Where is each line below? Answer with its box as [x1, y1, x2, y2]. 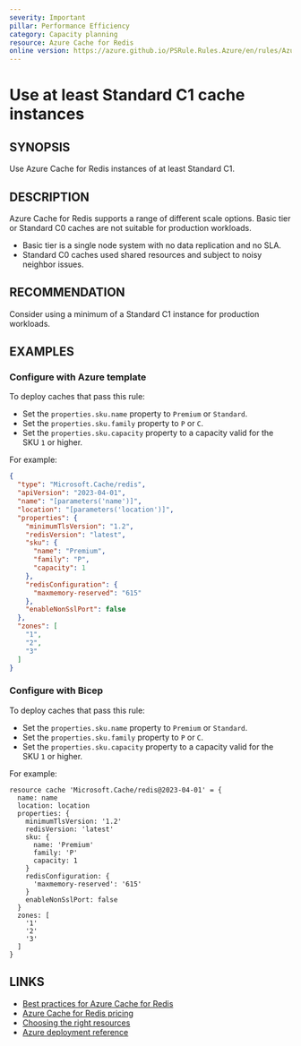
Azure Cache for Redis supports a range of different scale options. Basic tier [9, 212, 291, 224]
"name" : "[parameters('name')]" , [17, 497, 142, 506]
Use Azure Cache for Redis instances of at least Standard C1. [9, 163, 236, 175]
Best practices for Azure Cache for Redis [21, 998, 174, 1008]
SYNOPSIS [9, 140, 71, 155]
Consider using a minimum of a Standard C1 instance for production [9, 308, 260, 319]
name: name [17, 793, 58, 802]
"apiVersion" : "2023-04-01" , [17, 489, 126, 498]
